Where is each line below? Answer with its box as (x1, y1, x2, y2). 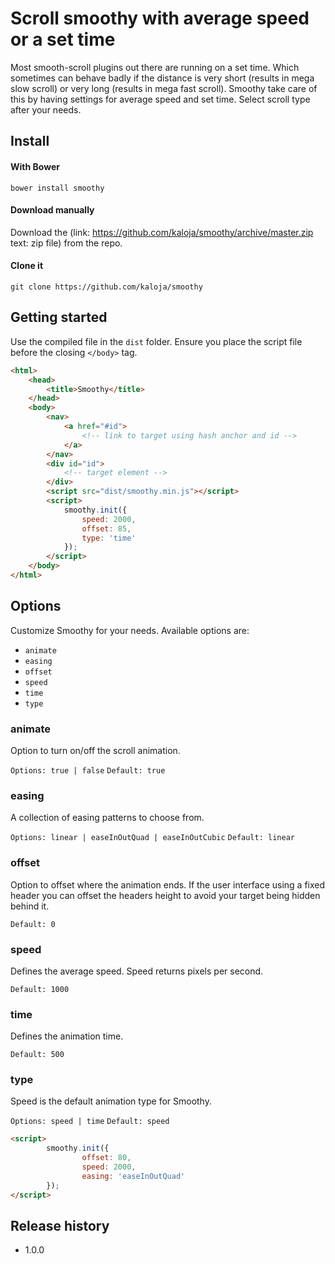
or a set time (10, 28, 116, 51)
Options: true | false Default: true (10, 765, 166, 776)
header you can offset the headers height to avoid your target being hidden (10, 889, 321, 901)
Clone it (10, 260, 44, 272)
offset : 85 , (81, 523, 132, 534)
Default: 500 (10, 1050, 65, 1060)
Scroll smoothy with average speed (10, 7, 310, 30)
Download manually (10, 204, 95, 216)
